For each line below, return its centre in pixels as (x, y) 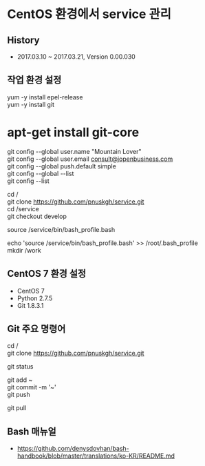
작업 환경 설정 (34, 80)
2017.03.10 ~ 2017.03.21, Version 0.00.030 (76, 57)
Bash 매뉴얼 (32, 431)
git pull (17, 408)
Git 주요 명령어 (36, 329)
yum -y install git (31, 104)
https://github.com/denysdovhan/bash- (73, 449)
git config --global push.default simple (62, 166)
